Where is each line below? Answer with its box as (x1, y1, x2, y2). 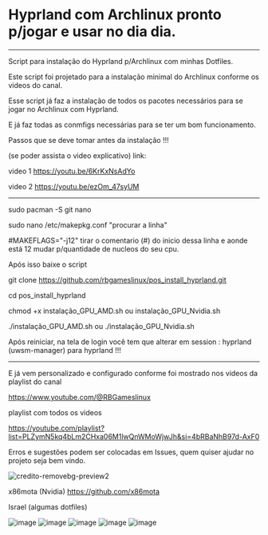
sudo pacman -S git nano (8, 204, 92, 214)
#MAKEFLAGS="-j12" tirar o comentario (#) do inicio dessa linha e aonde (8, 236, 248, 245)
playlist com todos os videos (8, 407, 102, 417)
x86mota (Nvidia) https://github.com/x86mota (8, 486, 160, 496)
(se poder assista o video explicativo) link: (8, 150, 147, 160)
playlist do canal (8, 377, 62, 386)
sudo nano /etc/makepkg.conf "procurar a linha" (8, 220, 167, 229)
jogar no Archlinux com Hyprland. (8, 104, 120, 113)
